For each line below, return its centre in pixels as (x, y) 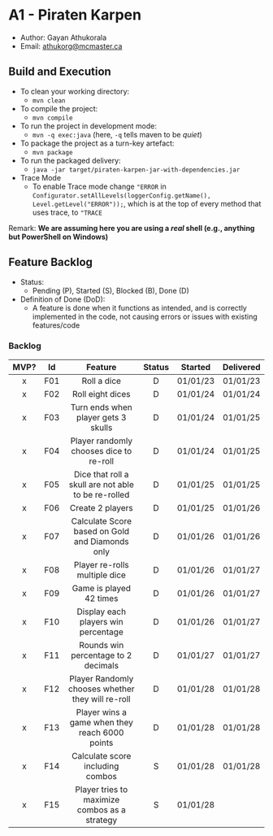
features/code (56, 325)
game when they (102, 722)
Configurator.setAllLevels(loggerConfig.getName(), (121, 196)
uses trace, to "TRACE (67, 212)
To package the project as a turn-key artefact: (97, 143)
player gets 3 (101, 417)
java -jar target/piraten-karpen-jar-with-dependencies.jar (136, 170)
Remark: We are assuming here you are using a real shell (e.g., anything (132, 228)
